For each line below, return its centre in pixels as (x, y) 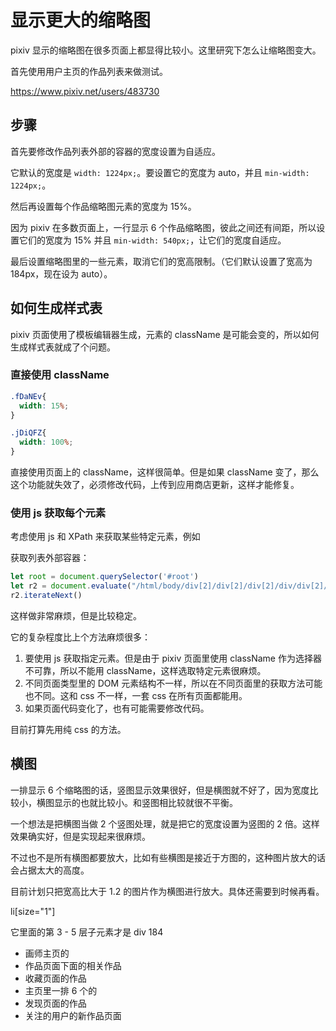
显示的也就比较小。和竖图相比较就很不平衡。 (145, 802)
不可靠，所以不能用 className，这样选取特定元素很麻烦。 (145, 671)
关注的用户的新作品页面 (73, 1015)
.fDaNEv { (28, 396)
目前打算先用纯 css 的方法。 (68, 730)
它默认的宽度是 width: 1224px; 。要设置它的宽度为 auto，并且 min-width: (160, 172)
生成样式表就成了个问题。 (63, 347)
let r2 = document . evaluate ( (71, 586)
